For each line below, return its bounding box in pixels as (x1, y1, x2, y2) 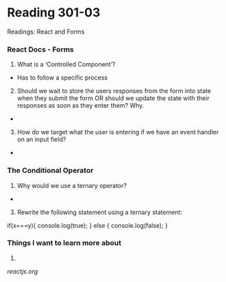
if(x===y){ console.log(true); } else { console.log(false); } (7, 221, 168, 229)
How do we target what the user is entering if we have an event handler (16, 128, 219, 137)
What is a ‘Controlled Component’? (16, 60, 116, 69)
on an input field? (16, 135, 66, 143)
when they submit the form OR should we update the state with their (16, 94, 210, 102)
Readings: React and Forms (7, 27, 85, 36)
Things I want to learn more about (7, 238, 122, 248)
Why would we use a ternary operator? (16, 181, 127, 189)
